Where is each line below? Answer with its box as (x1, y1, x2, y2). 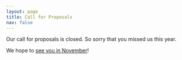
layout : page (6, 8, 38, 15)
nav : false (6, 19, 33, 25)
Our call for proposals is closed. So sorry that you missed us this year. (6, 36, 177, 43)
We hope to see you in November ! (6, 47, 89, 54)
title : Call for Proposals (6, 14, 73, 20)
